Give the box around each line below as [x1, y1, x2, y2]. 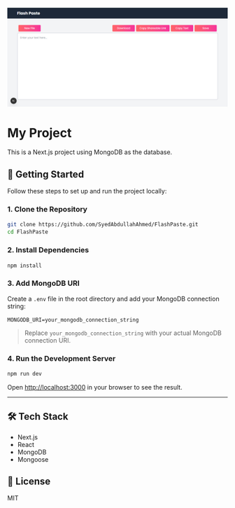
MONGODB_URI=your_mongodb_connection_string [7, 316, 139, 323]
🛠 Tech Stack [7, 411, 69, 423]
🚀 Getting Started [7, 168, 85, 180]
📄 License [7, 476, 51, 488]
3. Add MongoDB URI [7, 278, 80, 288]
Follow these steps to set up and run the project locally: [7, 187, 167, 195]
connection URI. [24, 336, 71, 344]
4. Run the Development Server [7, 353, 116, 363]
